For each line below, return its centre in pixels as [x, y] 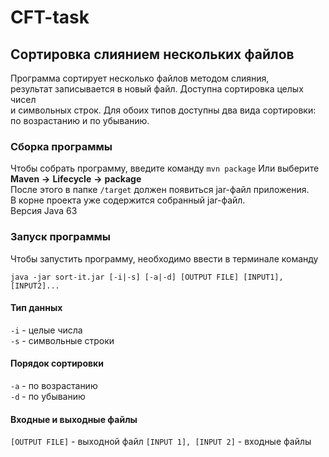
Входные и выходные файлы [74, 419]
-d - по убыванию [48, 396]
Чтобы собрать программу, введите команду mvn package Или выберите [165, 168]
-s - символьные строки [62, 340]
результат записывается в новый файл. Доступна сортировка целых [157, 89]
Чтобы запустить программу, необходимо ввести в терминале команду [164, 258]
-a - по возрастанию [54, 385]
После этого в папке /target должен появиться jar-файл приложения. [160, 190]
